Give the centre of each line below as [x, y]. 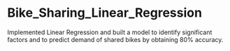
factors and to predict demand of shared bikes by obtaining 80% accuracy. [115, 39]
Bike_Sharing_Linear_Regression [105, 13]
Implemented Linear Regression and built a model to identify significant [110, 32]
